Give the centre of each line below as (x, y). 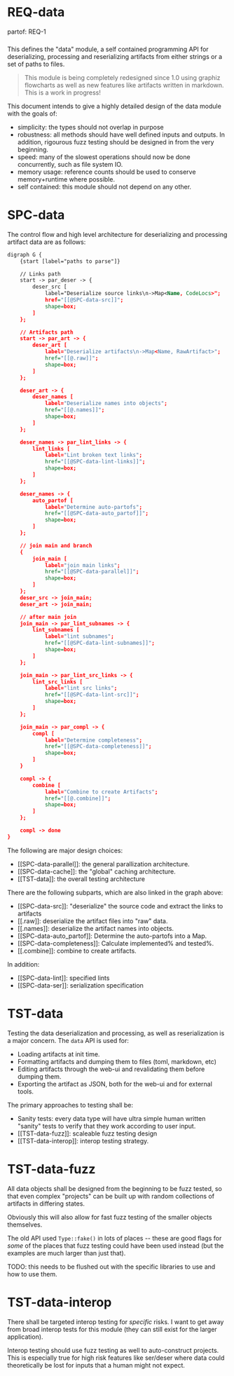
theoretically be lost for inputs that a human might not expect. (96, 1365)
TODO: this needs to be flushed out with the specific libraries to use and (111, 1267)
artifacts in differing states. (46, 1204)
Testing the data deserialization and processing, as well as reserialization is (116, 1033)
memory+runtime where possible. (66, 179)
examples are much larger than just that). (67, 1253)
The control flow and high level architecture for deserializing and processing (117, 234)
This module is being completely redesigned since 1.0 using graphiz (122, 77)
